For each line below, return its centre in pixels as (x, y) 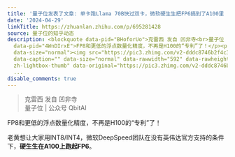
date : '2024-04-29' (36, 20)
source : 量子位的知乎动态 (41, 33)
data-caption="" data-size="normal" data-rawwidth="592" (98, 59)
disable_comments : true (42, 78)
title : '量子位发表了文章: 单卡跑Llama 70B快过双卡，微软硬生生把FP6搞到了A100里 (116, 14)
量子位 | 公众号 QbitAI (55, 108)
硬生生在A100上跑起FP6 (55, 147)
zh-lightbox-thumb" (42, 66)
